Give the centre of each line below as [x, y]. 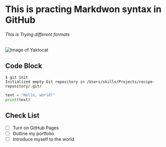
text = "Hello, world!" [30, 95]
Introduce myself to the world [43, 139]
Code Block [24, 66]
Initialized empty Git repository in [45, 82]
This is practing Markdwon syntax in [84, 9]
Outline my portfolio [33, 133]
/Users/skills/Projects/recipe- [121, 82]
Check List [22, 115]
